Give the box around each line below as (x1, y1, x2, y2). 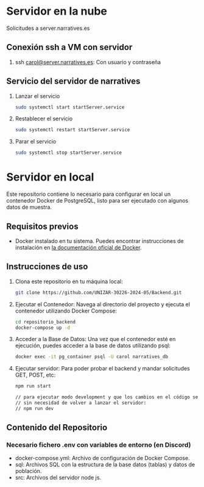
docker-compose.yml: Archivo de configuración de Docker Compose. (15, 455, 190, 462)
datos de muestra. (6, 203, 52, 211)
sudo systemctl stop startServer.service (15, 150, 122, 156)
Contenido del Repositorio (6, 422, 108, 433)
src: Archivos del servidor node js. (15, 474, 102, 482)
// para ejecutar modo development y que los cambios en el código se (15, 394, 199, 400)
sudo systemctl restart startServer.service (15, 127, 130, 133)
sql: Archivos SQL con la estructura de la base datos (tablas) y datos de (15, 461, 195, 468)
